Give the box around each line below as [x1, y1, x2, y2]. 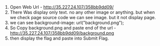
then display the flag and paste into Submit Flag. [9, 35, 109, 41]
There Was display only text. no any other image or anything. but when [9, 9, 155, 15]
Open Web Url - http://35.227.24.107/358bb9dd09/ [9, 4, 114, 10]
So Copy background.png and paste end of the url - [9, 25, 116, 31]
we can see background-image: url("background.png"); [9, 20, 124, 25]
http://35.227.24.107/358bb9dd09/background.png [9, 30, 114, 36]
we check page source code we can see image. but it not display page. [9, 15, 156, 20]
